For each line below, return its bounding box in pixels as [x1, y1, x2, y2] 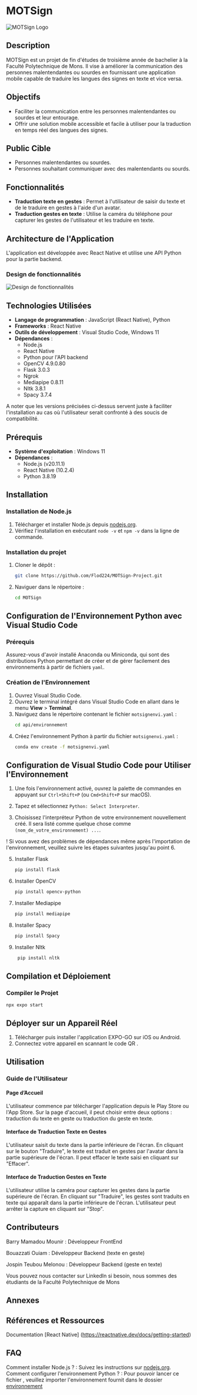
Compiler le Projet [6, 989, 59, 997]
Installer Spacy [14, 922, 51, 929]
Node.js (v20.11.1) [23, 460, 65, 467]
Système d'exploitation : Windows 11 [14, 448, 106, 455]
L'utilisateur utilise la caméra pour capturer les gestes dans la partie [6, 1187, 171, 1193]
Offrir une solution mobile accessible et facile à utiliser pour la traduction [14, 120, 191, 127]
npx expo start [6, 1002, 44, 1008]
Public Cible [6, 143, 51, 153]
